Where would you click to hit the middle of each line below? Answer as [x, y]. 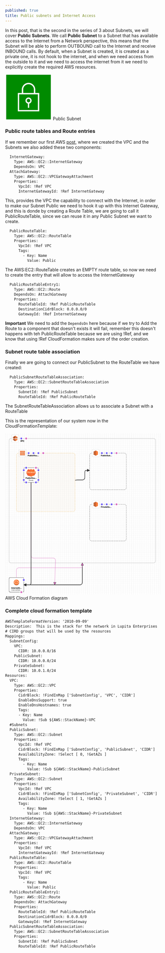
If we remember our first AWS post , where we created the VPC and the [77, 142]
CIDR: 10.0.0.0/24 [37, 661]
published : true [22, 10]
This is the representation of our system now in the [57, 421]
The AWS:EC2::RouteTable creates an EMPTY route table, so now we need [81, 270]
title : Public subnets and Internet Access [50, 16]
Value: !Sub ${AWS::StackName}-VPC [59, 720]
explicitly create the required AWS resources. [51, 67]
